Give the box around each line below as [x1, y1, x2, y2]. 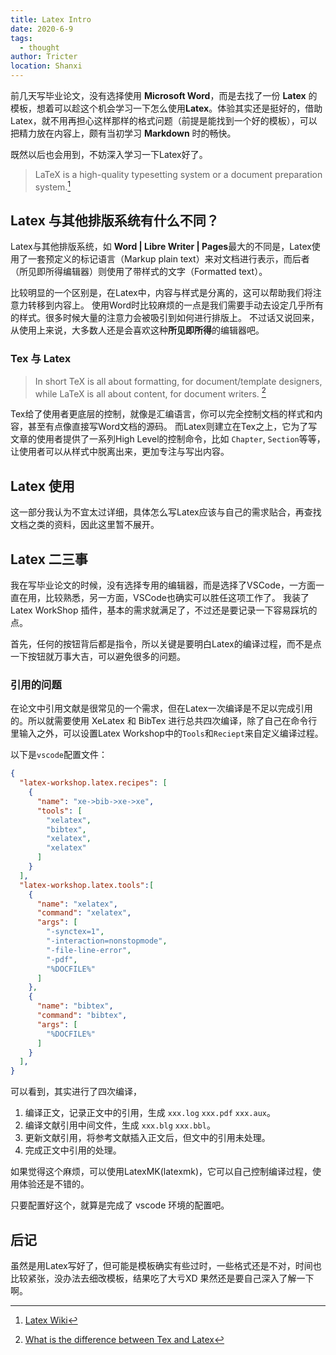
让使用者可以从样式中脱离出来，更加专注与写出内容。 [10, 446, 230, 458]
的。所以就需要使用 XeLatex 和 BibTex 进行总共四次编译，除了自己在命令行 [10, 715, 318, 727]
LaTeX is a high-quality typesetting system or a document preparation [34, 169, 323, 180]
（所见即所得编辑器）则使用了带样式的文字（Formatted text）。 [10, 266, 268, 278]
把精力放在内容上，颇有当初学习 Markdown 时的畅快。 [10, 127, 237, 139]
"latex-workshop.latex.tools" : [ [19, 880, 155, 890]
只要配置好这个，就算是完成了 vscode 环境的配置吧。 [10, 1199, 230, 1211]
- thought [19, 42, 60, 53]
